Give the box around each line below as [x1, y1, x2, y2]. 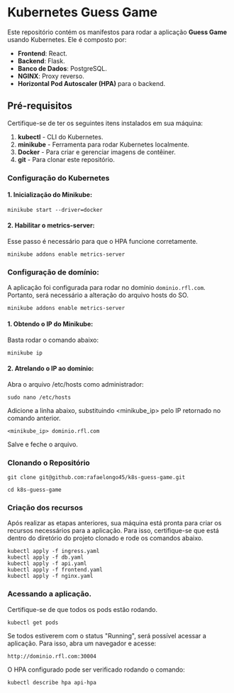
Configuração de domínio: [7, 267, 99, 277]
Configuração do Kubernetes [7, 173, 110, 183]
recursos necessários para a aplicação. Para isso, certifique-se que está [7, 527, 220, 535]
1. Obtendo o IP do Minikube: [7, 319, 94, 328]
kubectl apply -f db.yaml [7, 554, 84, 562]
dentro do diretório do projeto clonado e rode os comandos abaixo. [7, 534, 204, 542]
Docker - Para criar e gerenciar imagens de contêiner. [17, 147, 176, 156]
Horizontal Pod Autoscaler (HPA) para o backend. [17, 79, 166, 87]
